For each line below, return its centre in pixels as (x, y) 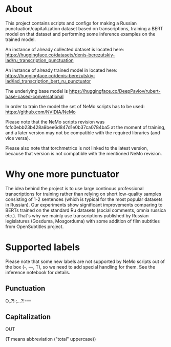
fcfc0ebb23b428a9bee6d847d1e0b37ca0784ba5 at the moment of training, (85, 127)
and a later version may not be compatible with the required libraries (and (83, 132)
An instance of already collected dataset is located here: (65, 49)
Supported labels (43, 247)
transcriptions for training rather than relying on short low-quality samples (83, 194)
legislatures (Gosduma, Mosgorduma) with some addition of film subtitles (83, 221)
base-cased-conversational (35, 96)
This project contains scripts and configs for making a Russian (71, 23)
